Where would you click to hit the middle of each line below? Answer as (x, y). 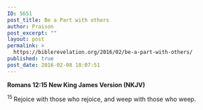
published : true (30, 59)
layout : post (26, 39)
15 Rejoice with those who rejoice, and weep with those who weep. (102, 99)
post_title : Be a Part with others (58, 20)
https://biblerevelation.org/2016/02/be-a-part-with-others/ (103, 53)
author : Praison (30, 26)
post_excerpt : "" (32, 33)
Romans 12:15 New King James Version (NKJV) (76, 84)
